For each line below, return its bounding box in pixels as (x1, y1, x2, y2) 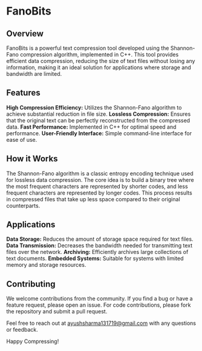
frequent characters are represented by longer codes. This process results (6, 189, 192, 196)
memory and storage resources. (6, 261, 86, 269)
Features (6, 88, 41, 98)
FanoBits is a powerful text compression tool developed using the (6, 44, 169, 52)
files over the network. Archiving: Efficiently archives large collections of (6, 249, 189, 256)
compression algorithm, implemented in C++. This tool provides (20, 51, 179, 58)
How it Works (6, 153, 58, 164)
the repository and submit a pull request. (6, 308, 108, 315)
